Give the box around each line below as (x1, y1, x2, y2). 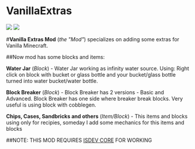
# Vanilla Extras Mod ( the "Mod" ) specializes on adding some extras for (6, 35, 180, 42)
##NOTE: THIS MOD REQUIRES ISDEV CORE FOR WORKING (6, 137, 152, 144)
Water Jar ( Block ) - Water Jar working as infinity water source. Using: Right (6, 65, 190, 72)
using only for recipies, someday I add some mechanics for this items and (6, 119, 185, 126)
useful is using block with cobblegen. (6, 101, 96, 108)
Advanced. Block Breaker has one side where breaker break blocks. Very (6, 95, 183, 102)
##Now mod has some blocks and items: (6, 53, 105, 60)
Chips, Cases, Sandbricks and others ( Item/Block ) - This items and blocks (6, 112, 188, 120)
